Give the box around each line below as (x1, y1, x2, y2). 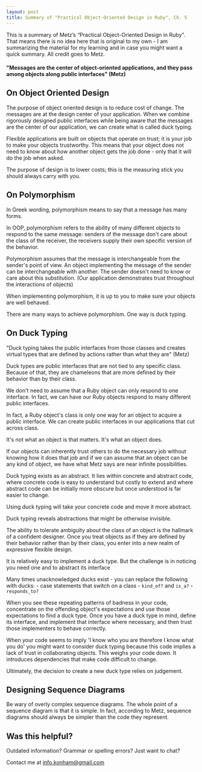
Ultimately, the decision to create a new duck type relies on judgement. (6, 667, 183, 674)
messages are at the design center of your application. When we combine (6, 110, 190, 118)
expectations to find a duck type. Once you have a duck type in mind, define (6, 611, 196, 619)
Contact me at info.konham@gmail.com (6, 759, 104, 766)
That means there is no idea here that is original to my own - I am (6, 37, 168, 45)
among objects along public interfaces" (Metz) (6, 71, 126, 78)
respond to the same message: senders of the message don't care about (6, 230, 188, 237)
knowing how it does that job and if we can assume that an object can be (6, 454, 188, 461)
